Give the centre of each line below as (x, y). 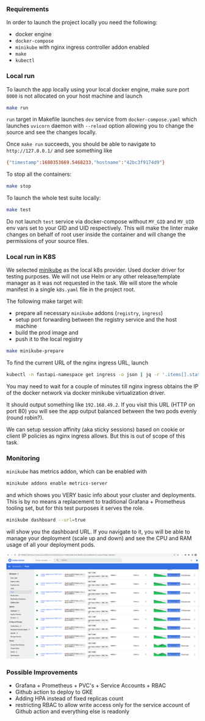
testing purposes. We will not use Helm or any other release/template (93, 277)
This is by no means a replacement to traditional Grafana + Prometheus (96, 502)
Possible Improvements (42, 672)
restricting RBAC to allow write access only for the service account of (103, 705)
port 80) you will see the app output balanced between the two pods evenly (102, 411)
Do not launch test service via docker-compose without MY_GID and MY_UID (100, 222)
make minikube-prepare (35, 351)
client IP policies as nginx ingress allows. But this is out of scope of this (96, 436)
